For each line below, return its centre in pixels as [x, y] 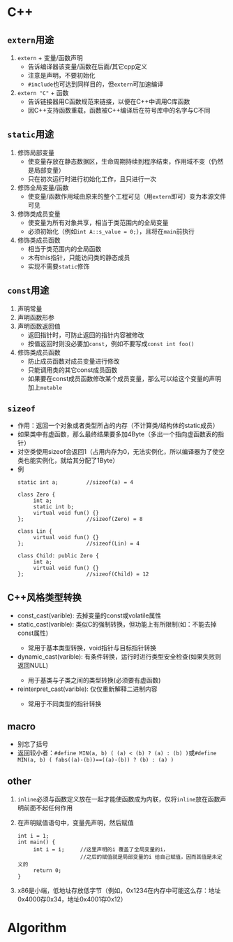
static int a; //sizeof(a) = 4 [75, 483]
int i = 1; [33, 836]
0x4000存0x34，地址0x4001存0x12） [72, 899]
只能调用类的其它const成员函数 [73, 370]
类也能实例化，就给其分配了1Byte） [68, 461]
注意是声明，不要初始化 [61, 75]
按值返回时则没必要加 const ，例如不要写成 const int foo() [111, 343]
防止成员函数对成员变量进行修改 [74, 361]
